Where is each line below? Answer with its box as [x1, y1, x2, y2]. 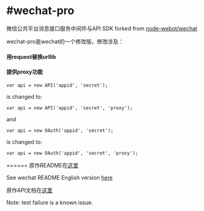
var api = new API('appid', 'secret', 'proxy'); [6, 105, 133, 111]
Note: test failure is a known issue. [6, 199, 93, 206]
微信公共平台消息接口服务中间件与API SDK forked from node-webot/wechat [6, 25, 198, 32]
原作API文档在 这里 [6, 186, 53, 194]
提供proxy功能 [6, 68, 43, 75]
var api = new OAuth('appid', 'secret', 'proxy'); [6, 150, 138, 156]
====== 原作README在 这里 [6, 161, 78, 169]
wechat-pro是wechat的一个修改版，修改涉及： [6, 37, 124, 45]
